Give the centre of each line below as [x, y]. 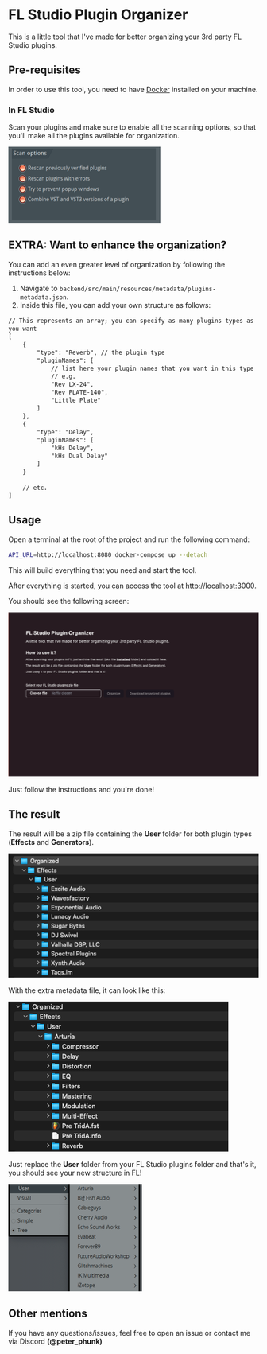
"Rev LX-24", [72, 384]
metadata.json [43, 297]
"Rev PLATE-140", [79, 392]
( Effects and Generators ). [51, 842]
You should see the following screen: [69, 601]
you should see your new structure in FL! [75, 1173]
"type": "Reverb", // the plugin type [101, 352]
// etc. [35, 488]
